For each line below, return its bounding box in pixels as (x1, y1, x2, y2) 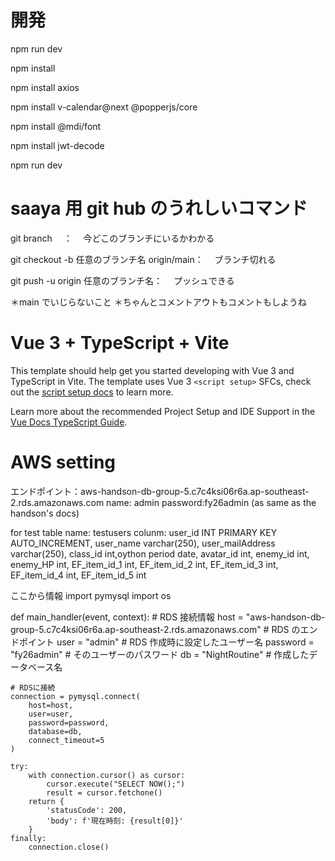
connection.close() (28, 842, 110, 852)
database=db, (28, 726, 83, 736)
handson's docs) (10, 507, 80, 519)
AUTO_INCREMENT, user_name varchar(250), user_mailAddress (10, 537, 276, 549)
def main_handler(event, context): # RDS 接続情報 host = (10, 611, 244, 623)
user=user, (28, 709, 74, 719)
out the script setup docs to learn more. (10, 386, 174, 398)
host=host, (28, 700, 74, 710)
